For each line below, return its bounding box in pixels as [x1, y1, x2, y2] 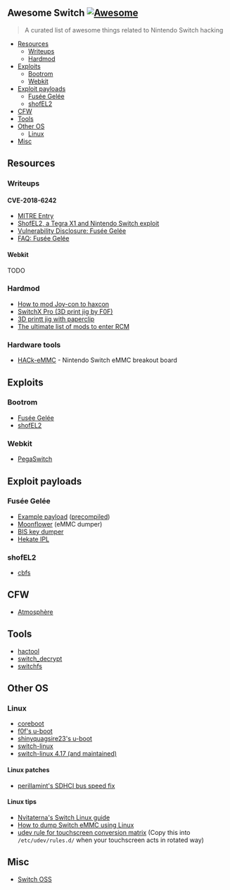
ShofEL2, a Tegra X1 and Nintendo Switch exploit [17, 220, 160, 228]
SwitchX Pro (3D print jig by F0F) [17, 307, 113, 315]
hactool [17, 647, 40, 655]
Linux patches [7, 766, 50, 774]
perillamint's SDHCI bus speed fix [17, 781, 115, 790]
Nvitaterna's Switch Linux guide [17, 813, 110, 822]
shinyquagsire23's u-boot [17, 735, 93, 743]
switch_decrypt [17, 654, 63, 663]
